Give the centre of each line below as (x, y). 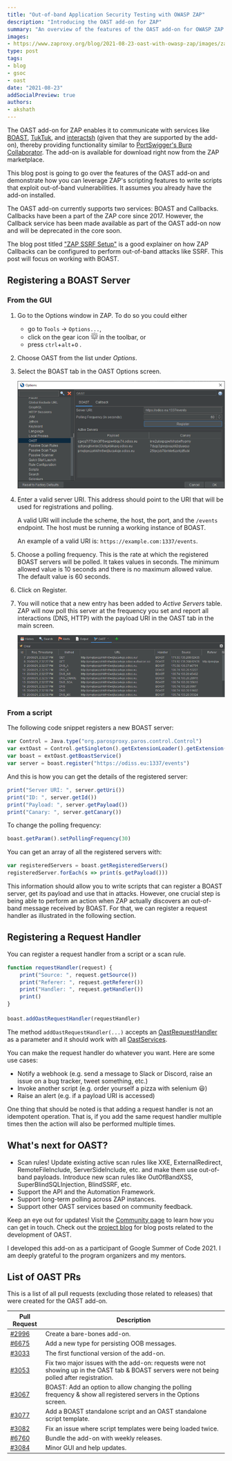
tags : (15, 59)
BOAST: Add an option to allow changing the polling (118, 1387)
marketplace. (26, 160)
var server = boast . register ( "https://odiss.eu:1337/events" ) (98, 763)
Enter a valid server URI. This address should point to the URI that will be (120, 499)
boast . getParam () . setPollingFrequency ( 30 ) (69, 839)
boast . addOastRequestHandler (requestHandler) (74, 1018)
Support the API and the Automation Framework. (86, 1192)
